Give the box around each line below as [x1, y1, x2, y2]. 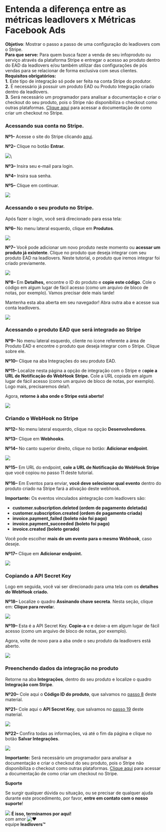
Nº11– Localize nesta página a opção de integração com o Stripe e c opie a [5, 367, 158, 373]
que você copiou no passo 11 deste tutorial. [5, 470, 94, 476]
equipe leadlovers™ [5, 821, 46, 827]
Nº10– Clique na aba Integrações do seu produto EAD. [5, 357, 116, 364]
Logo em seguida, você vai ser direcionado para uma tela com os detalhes [5, 584, 159, 590]
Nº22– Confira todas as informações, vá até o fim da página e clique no [5, 730, 152, 736]
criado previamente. [5, 260, 46, 266]
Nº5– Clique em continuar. [5, 183, 59, 189]
